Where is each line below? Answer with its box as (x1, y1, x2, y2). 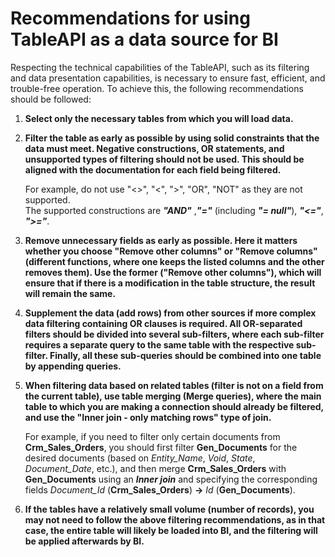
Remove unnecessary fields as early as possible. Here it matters (24, 234, 298, 246)
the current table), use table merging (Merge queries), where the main (24, 390, 322, 402)
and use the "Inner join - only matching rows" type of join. (24, 411, 272, 423)
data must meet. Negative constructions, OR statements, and (24, 142, 285, 154)
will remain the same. (24, 287, 117, 299)
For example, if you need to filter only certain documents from (24, 430, 281, 442)
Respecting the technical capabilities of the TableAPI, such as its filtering (10, 61, 310, 73)
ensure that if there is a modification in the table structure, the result (24, 277, 316, 289)
